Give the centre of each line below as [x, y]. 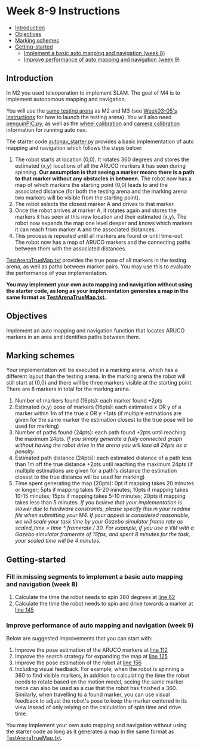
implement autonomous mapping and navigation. [66, 99]
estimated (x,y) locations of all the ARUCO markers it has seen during [100, 165]
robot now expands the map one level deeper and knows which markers [104, 223]
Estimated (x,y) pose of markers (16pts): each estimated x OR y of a [98, 407]
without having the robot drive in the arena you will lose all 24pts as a [101, 445]
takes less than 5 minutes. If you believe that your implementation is [98, 503]
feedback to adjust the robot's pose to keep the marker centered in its [101, 701]
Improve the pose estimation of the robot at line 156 [78, 663]
